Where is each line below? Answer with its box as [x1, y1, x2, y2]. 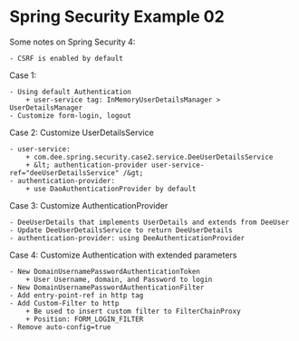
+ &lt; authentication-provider [25, 161, 148, 170]
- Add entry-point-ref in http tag [9, 290, 144, 300]
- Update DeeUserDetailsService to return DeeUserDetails [9, 225, 233, 235]
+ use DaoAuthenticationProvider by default [25, 184, 197, 193]
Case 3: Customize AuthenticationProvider [9, 200, 169, 210]
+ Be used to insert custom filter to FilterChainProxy [25, 307, 242, 316]
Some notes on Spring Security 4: [9, 36, 136, 47]
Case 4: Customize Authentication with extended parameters [9, 249, 237, 260]
